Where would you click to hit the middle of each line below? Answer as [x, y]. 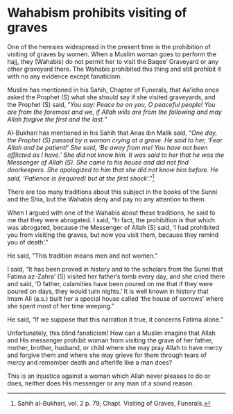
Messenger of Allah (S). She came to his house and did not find [98, 162]
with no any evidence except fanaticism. [65, 76]
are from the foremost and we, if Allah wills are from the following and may [114, 112]
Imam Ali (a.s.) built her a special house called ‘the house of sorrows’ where [115, 298]
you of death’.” [28, 242]
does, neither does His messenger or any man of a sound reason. [101, 383]
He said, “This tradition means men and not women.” [83, 256]
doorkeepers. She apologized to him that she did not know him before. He [113, 169]
